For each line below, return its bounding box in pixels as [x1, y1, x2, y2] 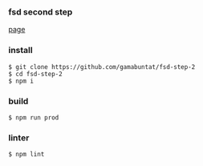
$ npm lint [8, 151, 45, 159]
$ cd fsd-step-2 [8, 70, 63, 78]
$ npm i [8, 77, 35, 85]
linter [8, 132, 30, 143]
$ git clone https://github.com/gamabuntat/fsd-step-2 [8, 63, 196, 71]
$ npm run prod [8, 113, 59, 122]
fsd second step [8, 6, 73, 18]
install [8, 45, 34, 56]
